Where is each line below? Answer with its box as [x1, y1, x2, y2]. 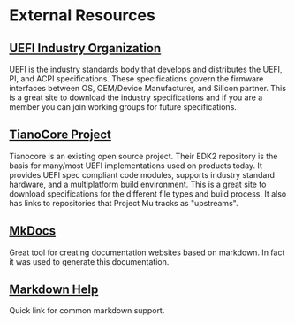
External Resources [9, 5, 156, 26]
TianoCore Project [9, 127, 112, 143]
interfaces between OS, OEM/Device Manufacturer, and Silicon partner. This [9, 83, 287, 93]
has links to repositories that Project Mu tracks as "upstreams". [9, 197, 238, 208]
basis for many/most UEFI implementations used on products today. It [9, 160, 263, 171]
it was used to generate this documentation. [9, 256, 170, 266]
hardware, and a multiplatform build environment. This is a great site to [9, 179, 267, 189]
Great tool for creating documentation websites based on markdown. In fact [9, 247, 285, 258]
